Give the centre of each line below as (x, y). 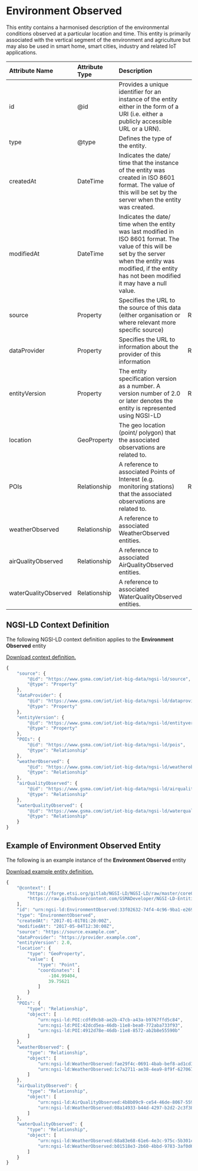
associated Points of (147, 471)
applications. (22, 52)
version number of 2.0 (150, 393)
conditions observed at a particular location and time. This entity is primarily (98, 33)
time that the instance (149, 163)
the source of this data (150, 308)
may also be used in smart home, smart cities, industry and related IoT (91, 46)
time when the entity (147, 224)
